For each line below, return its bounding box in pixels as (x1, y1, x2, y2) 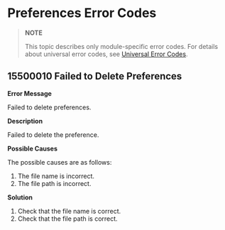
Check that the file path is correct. (17, 214, 119, 223)
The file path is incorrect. (17, 179, 92, 187)
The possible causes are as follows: (7, 158, 112, 166)
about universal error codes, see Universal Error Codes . (24, 50, 188, 58)
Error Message (7, 89, 52, 97)
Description (7, 116, 43, 125)
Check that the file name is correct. (17, 207, 121, 215)
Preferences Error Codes (7, 5, 157, 21)
